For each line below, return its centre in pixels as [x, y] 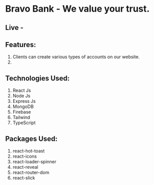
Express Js [24, 101]
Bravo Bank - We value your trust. [78, 9]
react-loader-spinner [34, 162]
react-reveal [25, 167]
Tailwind [21, 118]
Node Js [21, 96]
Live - [14, 28]
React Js [22, 90]
